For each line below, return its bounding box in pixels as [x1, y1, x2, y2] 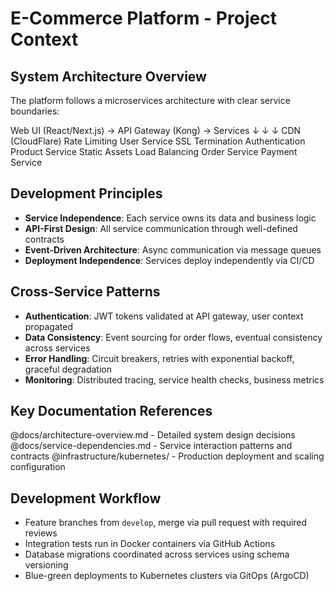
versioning [24, 559, 69, 571]
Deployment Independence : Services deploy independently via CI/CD [24, 254, 315, 266]
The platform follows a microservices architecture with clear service [10, 95, 291, 106]
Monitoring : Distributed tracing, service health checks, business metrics [24, 373, 325, 386]
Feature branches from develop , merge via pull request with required [24, 517, 308, 529]
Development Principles [10, 185, 163, 202]
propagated [24, 320, 73, 332]
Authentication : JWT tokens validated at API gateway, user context [24, 310, 304, 322]
